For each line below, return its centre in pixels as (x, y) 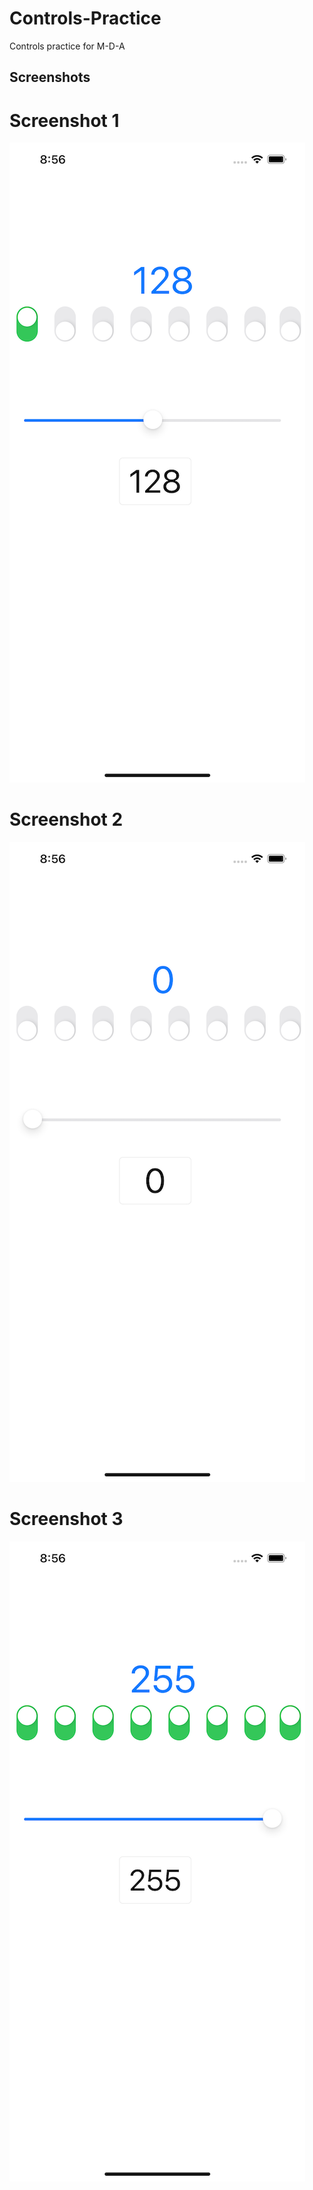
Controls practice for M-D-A (67, 46)
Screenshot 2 (66, 819)
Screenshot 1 (64, 120)
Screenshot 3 (66, 1519)
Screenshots (50, 77)
